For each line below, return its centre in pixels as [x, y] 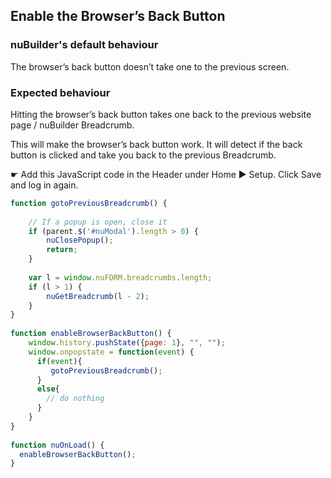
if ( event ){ [59, 361]
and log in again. [44, 185]
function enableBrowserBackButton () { [91, 334]
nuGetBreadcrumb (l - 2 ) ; [98, 296]
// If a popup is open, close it [98, 222]
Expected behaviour [60, 92]
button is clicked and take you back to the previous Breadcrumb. [143, 155]
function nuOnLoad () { [57, 445]
